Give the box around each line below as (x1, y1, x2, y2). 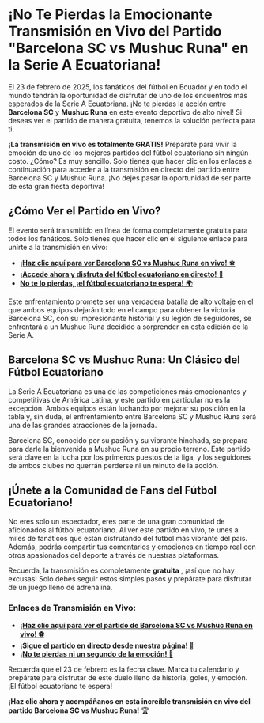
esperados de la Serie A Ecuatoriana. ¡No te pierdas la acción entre (8, 99, 227, 108)
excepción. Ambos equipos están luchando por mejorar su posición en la (8, 403, 246, 413)
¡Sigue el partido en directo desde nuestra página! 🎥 (19, 641, 194, 650)
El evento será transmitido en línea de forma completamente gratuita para (8, 225, 248, 235)
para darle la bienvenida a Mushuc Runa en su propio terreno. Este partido (8, 444, 251, 453)
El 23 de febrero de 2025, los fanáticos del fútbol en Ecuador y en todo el (8, 81, 247, 92)
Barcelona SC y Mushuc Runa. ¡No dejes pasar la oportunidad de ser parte (8, 172, 251, 183)
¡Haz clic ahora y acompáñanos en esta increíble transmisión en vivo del (8, 696, 251, 706)
